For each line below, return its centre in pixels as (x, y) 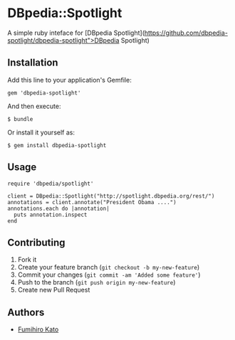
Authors (26, 312)
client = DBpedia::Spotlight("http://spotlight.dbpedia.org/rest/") (111, 196)
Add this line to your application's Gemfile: (69, 80)
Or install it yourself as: (41, 132)
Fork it (27, 260)
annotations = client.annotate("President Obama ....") (92, 202)
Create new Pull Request (54, 290)
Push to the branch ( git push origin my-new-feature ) (96, 282)
